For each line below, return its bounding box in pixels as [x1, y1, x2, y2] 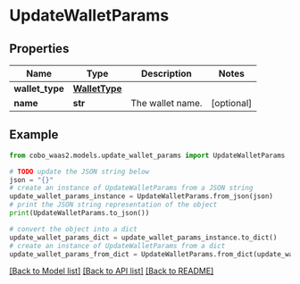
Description [141, 68, 192, 79]
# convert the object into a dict [9, 224, 138, 233]
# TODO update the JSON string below [9, 167, 150, 176]
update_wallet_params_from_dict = [9, 249, 138, 259]
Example [9, 127, 59, 143]
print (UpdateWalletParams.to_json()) [9, 209, 150, 218]
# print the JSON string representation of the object [9, 200, 218, 210]
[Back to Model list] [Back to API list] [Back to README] [9, 265, 214, 277]
